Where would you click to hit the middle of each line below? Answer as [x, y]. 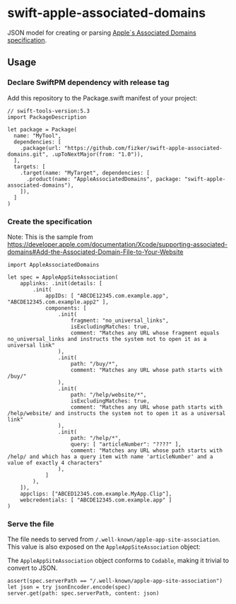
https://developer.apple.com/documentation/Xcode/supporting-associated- [118, 244]
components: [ [66, 308]
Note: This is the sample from [50, 237]
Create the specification [50, 221]
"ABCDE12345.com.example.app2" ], [58, 302]
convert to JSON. [33, 568]
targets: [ [30, 167]
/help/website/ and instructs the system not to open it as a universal [117, 413]
